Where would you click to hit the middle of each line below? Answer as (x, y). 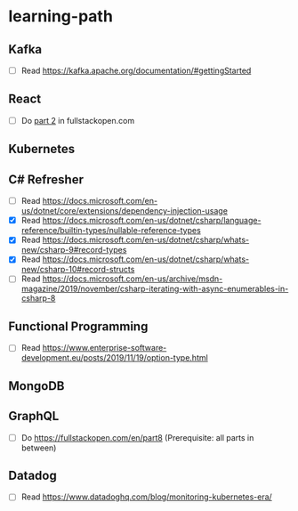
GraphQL (34, 416)
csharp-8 (38, 298)
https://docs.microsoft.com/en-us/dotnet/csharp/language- (152, 221)
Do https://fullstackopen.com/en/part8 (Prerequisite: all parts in (137, 437)
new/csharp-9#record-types (74, 250)
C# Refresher (46, 179)
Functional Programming (78, 326)
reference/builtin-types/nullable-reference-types (111, 231)
